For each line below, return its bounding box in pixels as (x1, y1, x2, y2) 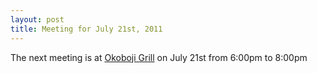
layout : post (10, 14, 65, 25)
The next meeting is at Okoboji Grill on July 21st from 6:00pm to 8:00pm (10, 51, 308, 63)
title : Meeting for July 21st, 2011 (10, 24, 163, 34)
